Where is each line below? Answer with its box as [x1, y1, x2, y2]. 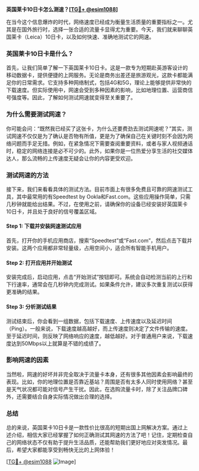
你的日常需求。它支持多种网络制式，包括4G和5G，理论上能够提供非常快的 [11, 79, 192, 86]
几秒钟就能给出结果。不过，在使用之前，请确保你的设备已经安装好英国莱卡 [6, 200, 188, 208]
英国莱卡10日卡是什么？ [6, 49, 74, 58]
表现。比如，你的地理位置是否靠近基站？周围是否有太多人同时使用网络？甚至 [6, 378, 193, 385]
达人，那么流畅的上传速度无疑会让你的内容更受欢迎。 [6, 155, 136, 162]
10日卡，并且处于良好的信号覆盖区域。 [6, 208, 100, 215]
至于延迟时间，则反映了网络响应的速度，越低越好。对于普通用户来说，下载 [6, 332, 188, 340]
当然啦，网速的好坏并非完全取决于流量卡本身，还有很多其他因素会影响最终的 [6, 370, 193, 378]
